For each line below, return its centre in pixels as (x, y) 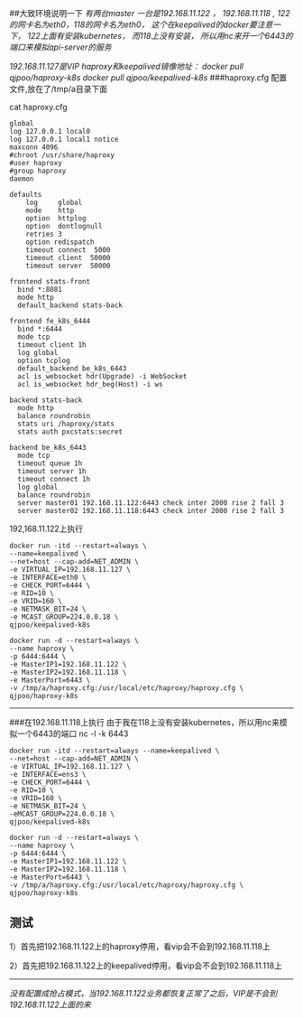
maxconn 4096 (34, 147)
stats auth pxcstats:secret (70, 432)
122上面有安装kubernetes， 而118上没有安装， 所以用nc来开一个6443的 (160, 36)
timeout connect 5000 (68, 250)
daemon (22, 179)
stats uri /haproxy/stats (66, 424)
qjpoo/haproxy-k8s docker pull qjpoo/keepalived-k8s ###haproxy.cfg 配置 (148, 78)
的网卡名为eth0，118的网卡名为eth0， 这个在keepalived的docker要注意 (141, 24)
